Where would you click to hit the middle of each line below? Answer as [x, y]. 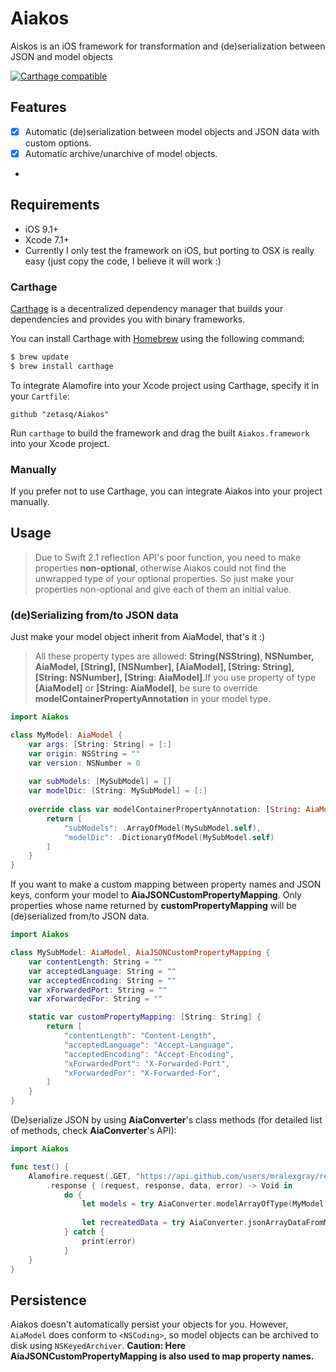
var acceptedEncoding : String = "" [102, 980]
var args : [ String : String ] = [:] [100, 744]
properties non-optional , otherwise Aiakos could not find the [160, 568]
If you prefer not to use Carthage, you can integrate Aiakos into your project [166, 491]
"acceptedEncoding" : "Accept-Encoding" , [149, 1054]
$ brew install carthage [62, 366]
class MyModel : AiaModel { [66, 735]
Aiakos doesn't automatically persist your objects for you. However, [149, 1324]
